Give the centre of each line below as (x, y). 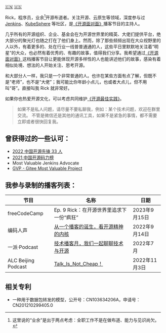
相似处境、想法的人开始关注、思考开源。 (46, 65)
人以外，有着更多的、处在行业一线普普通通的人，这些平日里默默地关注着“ (80, 47)
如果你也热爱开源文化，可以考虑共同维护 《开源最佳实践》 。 (65, 99)
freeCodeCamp (25, 214)
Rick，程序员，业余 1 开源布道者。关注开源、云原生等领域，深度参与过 (75, 17)
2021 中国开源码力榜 (33, 158)
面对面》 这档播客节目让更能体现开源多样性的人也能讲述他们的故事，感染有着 (83, 59)
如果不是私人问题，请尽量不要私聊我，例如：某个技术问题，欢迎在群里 (89, 109)
